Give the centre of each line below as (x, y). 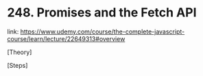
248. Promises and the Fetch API (102, 13)
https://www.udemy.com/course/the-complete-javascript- (103, 31)
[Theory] (20, 52)
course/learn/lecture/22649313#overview (66, 38)
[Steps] (17, 65)
